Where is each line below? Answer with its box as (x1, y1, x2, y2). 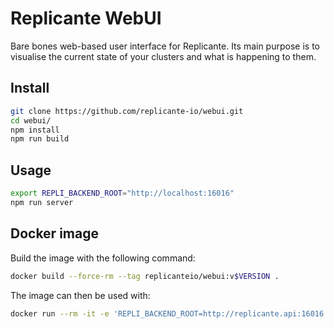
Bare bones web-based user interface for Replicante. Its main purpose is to (10, 40, 320, 52)
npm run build (10, 134, 70, 144)
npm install (10, 125, 60, 135)
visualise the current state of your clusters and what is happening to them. (10, 50, 317, 62)
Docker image (10, 225, 99, 242)
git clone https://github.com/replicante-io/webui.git (10, 106, 244, 116)
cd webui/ (10, 115, 52, 126)
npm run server (10, 197, 74, 207)
